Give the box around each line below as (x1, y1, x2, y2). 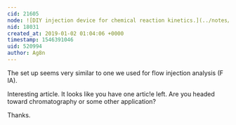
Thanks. (7, 110, 31, 119)
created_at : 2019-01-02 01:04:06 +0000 (7, 29, 124, 37)
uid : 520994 (7, 43, 42, 50)
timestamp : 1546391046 (7, 37, 74, 44)
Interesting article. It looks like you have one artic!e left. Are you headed (7, 89, 216, 98)
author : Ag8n (7, 50, 46, 57)
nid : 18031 (7, 23, 39, 30)
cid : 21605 (7, 10, 39, 18)
